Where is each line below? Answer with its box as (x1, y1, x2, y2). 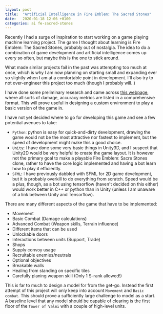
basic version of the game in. (5, 105, 63, 111)
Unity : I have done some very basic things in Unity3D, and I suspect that (12, 145, 158, 151)
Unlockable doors (12, 231, 48, 237)
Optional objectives (12, 257, 51, 263)
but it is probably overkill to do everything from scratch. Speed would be (12, 176, 158, 182)
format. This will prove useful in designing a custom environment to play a (5, 100, 154, 106)
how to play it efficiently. (12, 166, 62, 172)
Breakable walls (12, 263, 44, 269)
